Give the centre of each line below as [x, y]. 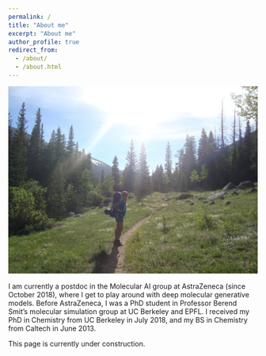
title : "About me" [38, 25]
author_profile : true [44, 42]
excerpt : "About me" [42, 33]
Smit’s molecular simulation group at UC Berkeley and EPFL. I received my [129, 311]
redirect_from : [33, 50]
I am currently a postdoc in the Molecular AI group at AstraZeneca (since [127, 286]
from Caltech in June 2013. [52, 328]
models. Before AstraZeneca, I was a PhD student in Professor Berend [123, 303]
